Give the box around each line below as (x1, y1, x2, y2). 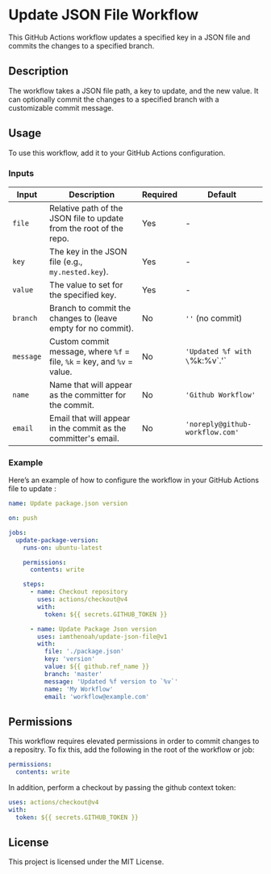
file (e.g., (49, 256, 83, 267)
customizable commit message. (8, 103, 115, 112)
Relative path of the (49, 202, 123, 213)
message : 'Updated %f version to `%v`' (44, 677, 179, 686)
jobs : (8, 528, 27, 536)
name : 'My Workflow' (44, 685, 114, 693)
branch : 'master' (44, 670, 103, 678)
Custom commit (49, 335, 110, 347)
